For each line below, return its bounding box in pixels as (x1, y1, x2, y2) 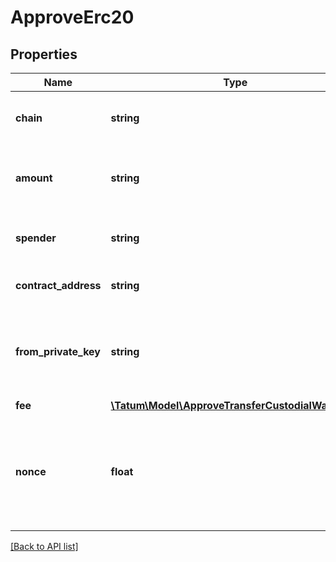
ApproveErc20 (10, 6, 135, 29)
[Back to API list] (10, 541, 79, 552)
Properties (10, 46, 78, 63)
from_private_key (15, 345, 101, 358)
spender (15, 231, 57, 245)
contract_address (15, 279, 102, 292)
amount (15, 171, 53, 185)
